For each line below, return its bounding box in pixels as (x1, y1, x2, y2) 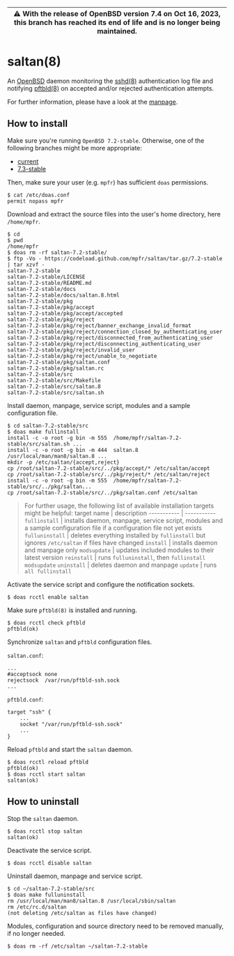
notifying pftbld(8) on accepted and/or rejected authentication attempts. (7, 84, 214, 93)
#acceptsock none (7, 671, 58, 677)
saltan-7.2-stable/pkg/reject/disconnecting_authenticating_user (7, 340, 201, 347)
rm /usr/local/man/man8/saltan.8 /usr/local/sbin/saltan (7, 898, 176, 904)
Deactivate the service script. (7, 846, 92, 854)
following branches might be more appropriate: (7, 143, 143, 152)
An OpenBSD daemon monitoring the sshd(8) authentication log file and (7, 77, 214, 85)
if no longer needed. (7, 929, 66, 937)
